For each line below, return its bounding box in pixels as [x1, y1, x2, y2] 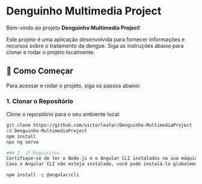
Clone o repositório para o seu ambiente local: [6, 111, 121, 118]
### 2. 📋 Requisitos [6, 150, 60, 156]
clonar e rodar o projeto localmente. [6, 48, 95, 55]
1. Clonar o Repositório [6, 97, 73, 105]
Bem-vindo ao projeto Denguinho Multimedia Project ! [6, 24, 141, 31]
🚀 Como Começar [6, 66, 73, 76]
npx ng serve [6, 139, 39, 145]
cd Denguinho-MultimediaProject [6, 127, 87, 133]
